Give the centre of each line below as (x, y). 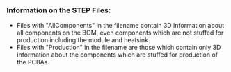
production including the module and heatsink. (83, 40)
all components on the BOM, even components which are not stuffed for (120, 33)
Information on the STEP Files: (59, 10)
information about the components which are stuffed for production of (117, 55)
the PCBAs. (33, 62)
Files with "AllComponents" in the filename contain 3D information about (120, 26)
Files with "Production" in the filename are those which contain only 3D (119, 48)
